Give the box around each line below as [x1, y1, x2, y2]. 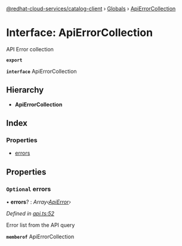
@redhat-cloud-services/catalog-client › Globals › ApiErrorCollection [6, 5, 176, 12]
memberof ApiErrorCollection [6, 233, 75, 241]
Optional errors [6, 184, 51, 193]
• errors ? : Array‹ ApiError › [6, 198, 72, 205]
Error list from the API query [6, 222, 75, 229]
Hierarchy [6, 85, 44, 95]
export [6, 57, 23, 63]
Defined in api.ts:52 [6, 210, 55, 217]
